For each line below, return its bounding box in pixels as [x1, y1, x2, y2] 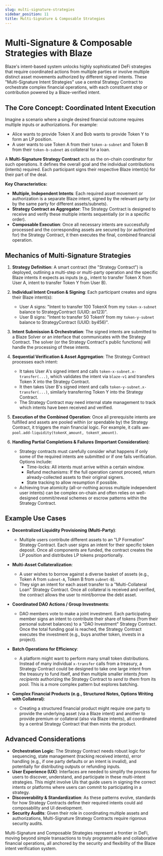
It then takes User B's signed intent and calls [19, 383, 109, 390]
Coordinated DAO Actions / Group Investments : [12, 601, 110, 607]
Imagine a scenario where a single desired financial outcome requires [5, 116, 144, 122]
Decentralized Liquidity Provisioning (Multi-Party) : [12, 527, 116, 533]
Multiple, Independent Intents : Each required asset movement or [12, 190, 143, 196]
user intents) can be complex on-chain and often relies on [19, 490, 135, 495]
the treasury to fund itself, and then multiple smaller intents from [19, 671, 148, 677]
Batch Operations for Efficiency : [12, 646, 79, 652]
